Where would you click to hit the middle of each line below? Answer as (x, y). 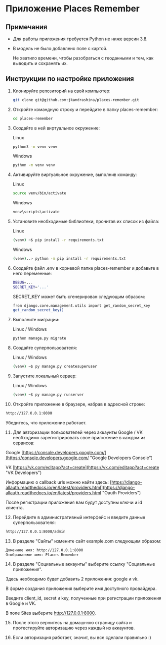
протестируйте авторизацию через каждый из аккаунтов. (74, 628)
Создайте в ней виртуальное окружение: (56, 128)
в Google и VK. (21, 603)
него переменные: (32, 273)
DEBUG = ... (23, 282)
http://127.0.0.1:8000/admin (36, 531)
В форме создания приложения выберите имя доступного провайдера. (81, 588)
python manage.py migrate (39, 338)
